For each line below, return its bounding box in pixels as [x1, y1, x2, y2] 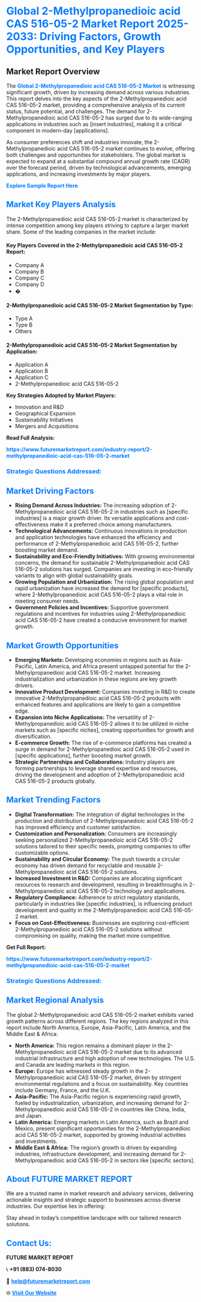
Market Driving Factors [6, 486, 94, 496]
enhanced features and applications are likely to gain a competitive [14, 701, 181, 708]
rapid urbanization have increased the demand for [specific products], [14, 585, 189, 592]
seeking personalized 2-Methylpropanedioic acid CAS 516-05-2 [14, 836, 173, 843]
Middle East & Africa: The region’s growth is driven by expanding [14, 1144, 177, 1151]
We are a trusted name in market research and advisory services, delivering [6, 1190, 194, 1197]
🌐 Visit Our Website [6, 1289, 57, 1297]
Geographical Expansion [14, 410, 76, 417]
